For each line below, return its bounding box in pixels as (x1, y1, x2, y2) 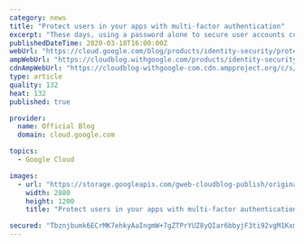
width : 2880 (25, 188, 71, 197)
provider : (9, 114, 47, 123)
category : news (9, 13, 67, 23)
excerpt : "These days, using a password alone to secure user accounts (9, 30, 285, 39)
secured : (9, 221, 43, 230)
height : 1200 (25, 196, 75, 206)
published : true (9, 97, 71, 107)
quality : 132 (9, 80, 59, 89)
